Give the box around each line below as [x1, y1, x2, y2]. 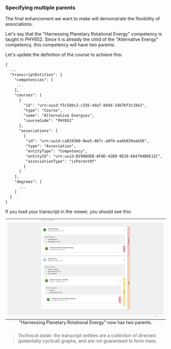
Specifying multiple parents [5, 4, 75, 11]
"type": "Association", [25, 144, 76, 149]
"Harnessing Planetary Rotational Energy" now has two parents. [18, 319, 153, 325]
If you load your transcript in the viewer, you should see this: [5, 208, 132, 215]
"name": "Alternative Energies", [23, 113, 95, 118]
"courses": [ [14, 93, 42, 98]
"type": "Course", [23, 108, 63, 113]
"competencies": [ [14, 77, 53, 83]
